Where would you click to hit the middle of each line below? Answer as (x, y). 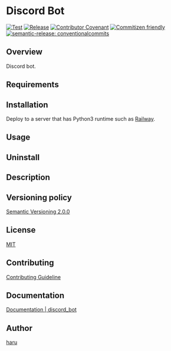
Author (19, 328)
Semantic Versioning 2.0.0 (38, 211)
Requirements (32, 85)
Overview (24, 52)
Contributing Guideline (33, 277)
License (21, 230)
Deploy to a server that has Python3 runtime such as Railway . (80, 118)
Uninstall (23, 157)
